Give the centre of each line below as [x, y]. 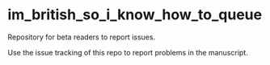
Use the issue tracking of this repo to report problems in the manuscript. [128, 52]
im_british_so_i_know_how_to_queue [135, 15]
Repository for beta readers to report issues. [81, 37]
